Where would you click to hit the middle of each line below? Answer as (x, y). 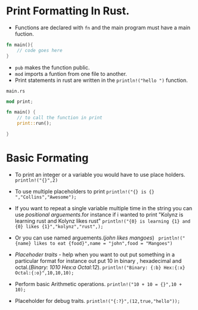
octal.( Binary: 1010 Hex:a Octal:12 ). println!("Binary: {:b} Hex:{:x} (100, 267)
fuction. (24, 33)
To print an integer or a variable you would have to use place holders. (100, 174)
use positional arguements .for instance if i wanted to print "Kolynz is (99, 214)
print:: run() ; (34, 124)
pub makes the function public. (52, 67)
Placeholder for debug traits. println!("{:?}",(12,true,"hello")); (98, 300)
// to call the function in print (60, 118)
